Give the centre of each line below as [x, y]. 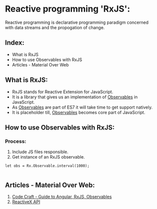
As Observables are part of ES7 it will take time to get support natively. [82, 107]
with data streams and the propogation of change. [55, 27]
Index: [15, 43]
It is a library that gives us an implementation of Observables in [75, 97]
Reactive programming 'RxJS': [68, 9]
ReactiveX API [26, 202]
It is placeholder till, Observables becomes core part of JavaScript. [78, 112]
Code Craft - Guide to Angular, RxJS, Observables [62, 197]
